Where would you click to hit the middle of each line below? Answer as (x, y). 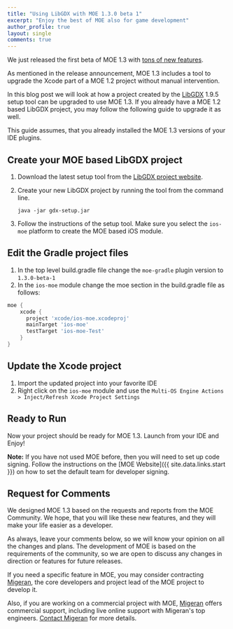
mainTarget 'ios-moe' (57, 325)
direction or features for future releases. (65, 561)
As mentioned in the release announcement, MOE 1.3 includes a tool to (109, 74)
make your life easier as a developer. (60, 525)
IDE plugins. (24, 138)
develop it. (22, 590)
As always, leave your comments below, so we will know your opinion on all (116, 539)
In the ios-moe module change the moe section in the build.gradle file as (121, 285)
